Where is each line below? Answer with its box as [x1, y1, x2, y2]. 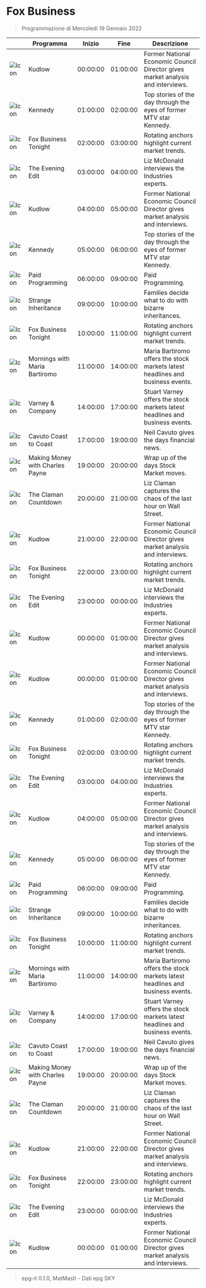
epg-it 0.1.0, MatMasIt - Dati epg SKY [21, 1274, 115, 1282]
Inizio [82, 39, 99, 47]
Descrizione [152, 39, 188, 47]
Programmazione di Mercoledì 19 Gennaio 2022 [21, 25, 142, 32]
